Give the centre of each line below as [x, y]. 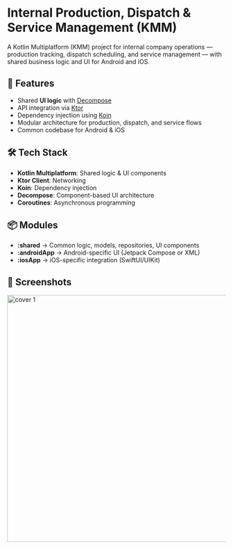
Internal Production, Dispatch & [99, 13]
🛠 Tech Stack [37, 153]
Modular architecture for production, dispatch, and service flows [110, 122]
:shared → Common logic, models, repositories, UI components [108, 246]
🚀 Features [31, 84]
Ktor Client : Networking [52, 180]
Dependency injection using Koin [64, 115]
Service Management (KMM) [92, 27]
